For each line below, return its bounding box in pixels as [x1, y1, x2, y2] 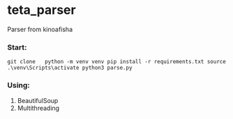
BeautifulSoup [17, 96, 59, 104]
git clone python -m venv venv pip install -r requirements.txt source [7, 58, 227, 65]
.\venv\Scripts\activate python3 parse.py [7, 65, 133, 72]
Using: [7, 81, 30, 90]
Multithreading [17, 104, 60, 112]
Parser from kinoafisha [7, 25, 73, 33]
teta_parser [7, 2, 76, 18]
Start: [7, 42, 27, 52]
